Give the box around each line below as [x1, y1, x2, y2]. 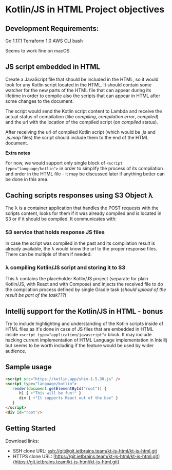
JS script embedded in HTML [5, 63, 100, 71]
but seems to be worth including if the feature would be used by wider [5, 342, 154, 349]
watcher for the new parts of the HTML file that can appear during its [5, 87, 151, 93]
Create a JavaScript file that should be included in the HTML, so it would [5, 76, 159, 82]
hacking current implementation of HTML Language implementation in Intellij [5, 337, 167, 343]
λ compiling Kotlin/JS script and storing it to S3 [5, 264, 126, 271]
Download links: [5, 438, 40, 444]
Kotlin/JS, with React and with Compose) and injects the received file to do [5, 281, 163, 287]
